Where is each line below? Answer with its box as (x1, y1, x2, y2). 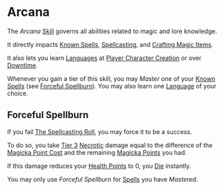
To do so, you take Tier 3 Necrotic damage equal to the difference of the (7, 141, 213, 149)
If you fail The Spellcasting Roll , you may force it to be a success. (7, 127, 192, 135)
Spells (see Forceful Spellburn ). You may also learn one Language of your (7, 82, 217, 90)
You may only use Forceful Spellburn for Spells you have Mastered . (7, 175, 198, 183)
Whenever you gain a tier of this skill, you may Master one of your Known (7, 74, 216, 83)
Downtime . (7, 61, 38, 69)
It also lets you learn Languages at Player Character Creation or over (7, 53, 202, 62)
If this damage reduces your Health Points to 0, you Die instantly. (7, 162, 192, 170)
